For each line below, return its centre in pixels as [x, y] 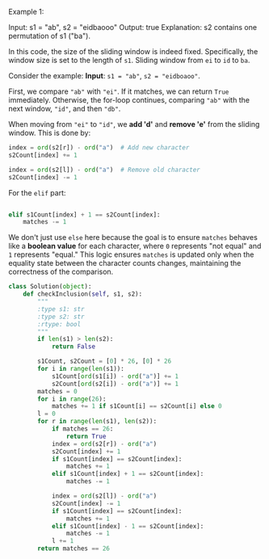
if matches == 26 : [82, 429]
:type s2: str [61, 317]
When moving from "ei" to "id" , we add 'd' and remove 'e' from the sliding [134, 124]
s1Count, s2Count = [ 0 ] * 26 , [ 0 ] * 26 [105, 361]
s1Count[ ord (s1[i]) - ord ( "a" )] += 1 [115, 376]
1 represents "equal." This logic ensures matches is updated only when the [131, 254]
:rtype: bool [59, 324]
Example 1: [26, 12]
